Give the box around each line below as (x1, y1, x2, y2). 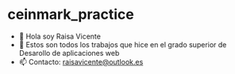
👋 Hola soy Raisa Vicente (18, 31, 101, 41)
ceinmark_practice (7, 6, 134, 24)
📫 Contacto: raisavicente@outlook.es (18, 57, 144, 66)
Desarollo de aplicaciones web (18, 48, 120, 57)
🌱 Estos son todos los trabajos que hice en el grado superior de (18, 39, 227, 49)
